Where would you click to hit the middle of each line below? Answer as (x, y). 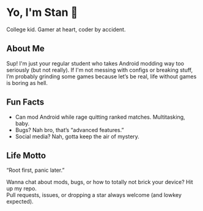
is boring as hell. (27, 83)
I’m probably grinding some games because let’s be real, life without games (102, 76)
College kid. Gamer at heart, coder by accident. (66, 29)
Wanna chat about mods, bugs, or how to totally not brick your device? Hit (100, 182)
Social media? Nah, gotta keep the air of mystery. (77, 136)
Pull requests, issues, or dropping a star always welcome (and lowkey (94, 195)
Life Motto (26, 155)
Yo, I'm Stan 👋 (42, 13)
